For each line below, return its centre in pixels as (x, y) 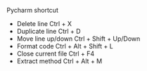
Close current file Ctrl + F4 (56, 53)
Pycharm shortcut (33, 10)
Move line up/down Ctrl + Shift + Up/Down (78, 39)
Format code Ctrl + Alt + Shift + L (65, 46)
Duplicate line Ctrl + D (49, 31)
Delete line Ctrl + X (44, 24)
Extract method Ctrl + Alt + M (59, 61)
